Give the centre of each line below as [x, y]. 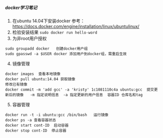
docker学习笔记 [21, 7]
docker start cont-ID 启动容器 [37, 125]
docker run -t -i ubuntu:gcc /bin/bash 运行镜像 [57, 115]
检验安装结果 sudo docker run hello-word [55, 32]
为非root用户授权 [29, 38]
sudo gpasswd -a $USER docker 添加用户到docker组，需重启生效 [66, 54]
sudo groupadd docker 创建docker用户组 [46, 49]
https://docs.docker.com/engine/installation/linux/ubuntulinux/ [76, 26]
